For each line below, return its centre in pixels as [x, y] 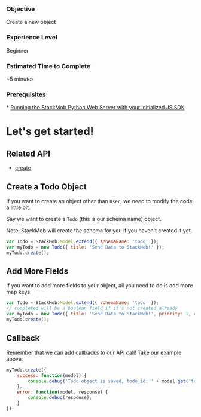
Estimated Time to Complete [48, 66]
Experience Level [32, 38]
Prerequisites [26, 94]
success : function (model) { [52, 375]
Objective [21, 9]
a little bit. [18, 207]
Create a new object [31, 22]
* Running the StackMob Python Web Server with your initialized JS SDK [95, 108]
